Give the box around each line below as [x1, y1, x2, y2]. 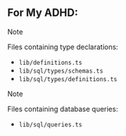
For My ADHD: [7, 6, 79, 20]
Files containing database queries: [7, 104, 118, 113]
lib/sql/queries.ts [18, 120, 83, 128]
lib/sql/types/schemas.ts [18, 66, 103, 75]
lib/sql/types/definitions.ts [18, 75, 118, 83]
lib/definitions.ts [18, 59, 83, 66]
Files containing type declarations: [7, 42, 119, 52]
